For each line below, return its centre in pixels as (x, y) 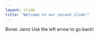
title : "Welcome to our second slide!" (47, 15)
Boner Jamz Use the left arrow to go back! (49, 29)
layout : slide (20, 10)
